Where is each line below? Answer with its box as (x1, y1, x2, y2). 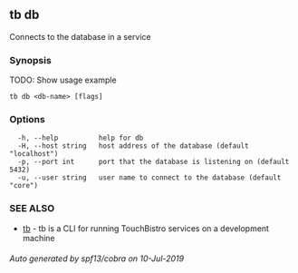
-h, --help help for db (17, 133, 144, 143)
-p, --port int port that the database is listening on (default (17, 158, 290, 167)
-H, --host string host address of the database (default (17, 141, 249, 151)
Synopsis (9, 54, 52, 66)
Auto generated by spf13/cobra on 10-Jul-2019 (9, 253, 184, 264)
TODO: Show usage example (9, 74, 117, 85)
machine (22, 232, 56, 243)
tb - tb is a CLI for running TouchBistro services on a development (22, 222, 270, 234)
